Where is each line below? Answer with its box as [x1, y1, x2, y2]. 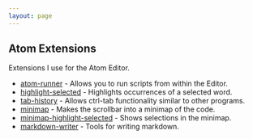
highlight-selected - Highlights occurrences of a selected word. [19, 87, 233, 97]
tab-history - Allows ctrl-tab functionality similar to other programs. [19, 96, 246, 106]
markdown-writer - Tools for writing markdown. [19, 122, 180, 132]
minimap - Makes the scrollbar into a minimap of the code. [19, 104, 216, 114]
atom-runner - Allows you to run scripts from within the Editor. [19, 78, 229, 89]
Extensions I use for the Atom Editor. [8, 63, 130, 73]
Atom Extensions [8, 42, 97, 56]
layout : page [8, 11, 53, 20]
